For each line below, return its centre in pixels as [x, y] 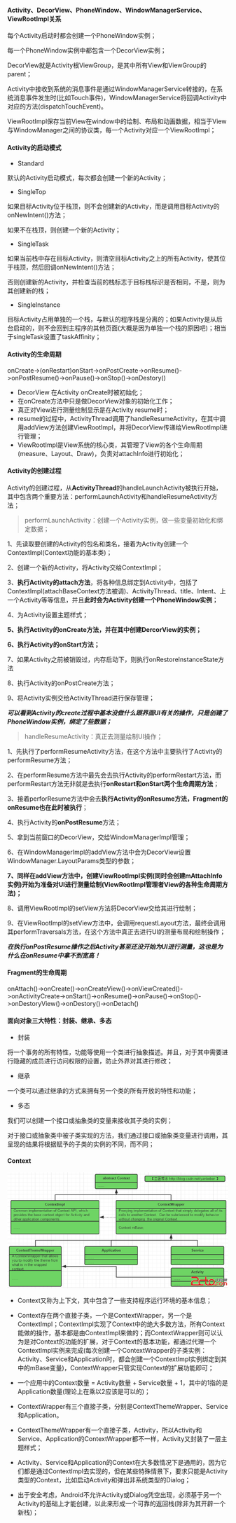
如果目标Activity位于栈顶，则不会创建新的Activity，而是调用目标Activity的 [113, 207]
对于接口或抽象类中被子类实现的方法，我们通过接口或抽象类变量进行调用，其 [118, 1136]
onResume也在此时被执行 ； [48, 807]
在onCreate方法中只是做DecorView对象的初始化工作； [96, 401]
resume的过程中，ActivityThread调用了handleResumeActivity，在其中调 [122, 418]
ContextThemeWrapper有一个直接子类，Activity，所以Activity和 [110, 1430]
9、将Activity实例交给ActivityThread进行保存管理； [81, 698]
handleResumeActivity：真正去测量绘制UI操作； [93, 736]
